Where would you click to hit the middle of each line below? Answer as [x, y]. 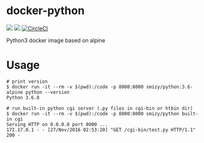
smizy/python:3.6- [169, 87]
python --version [47, 92]
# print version [27, 81]
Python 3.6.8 [23, 98]
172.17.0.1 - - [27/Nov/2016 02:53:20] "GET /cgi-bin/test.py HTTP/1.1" [101, 129]
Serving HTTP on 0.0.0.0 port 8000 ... [57, 124]
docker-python [45, 11]
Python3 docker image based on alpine [56, 40]
